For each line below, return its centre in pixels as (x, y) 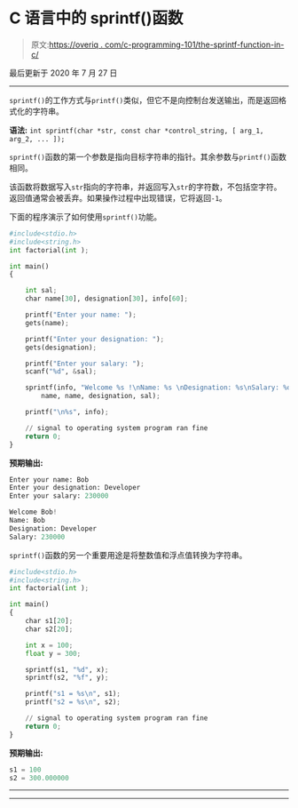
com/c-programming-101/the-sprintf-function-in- (195, 44)
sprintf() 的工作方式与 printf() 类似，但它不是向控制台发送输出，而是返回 (144, 100)
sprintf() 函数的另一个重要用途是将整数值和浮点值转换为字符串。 (128, 555)
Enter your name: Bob (49, 480)
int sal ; (41, 291)
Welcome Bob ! (33, 512)
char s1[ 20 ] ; (49, 621)
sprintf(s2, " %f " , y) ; (67, 678)
